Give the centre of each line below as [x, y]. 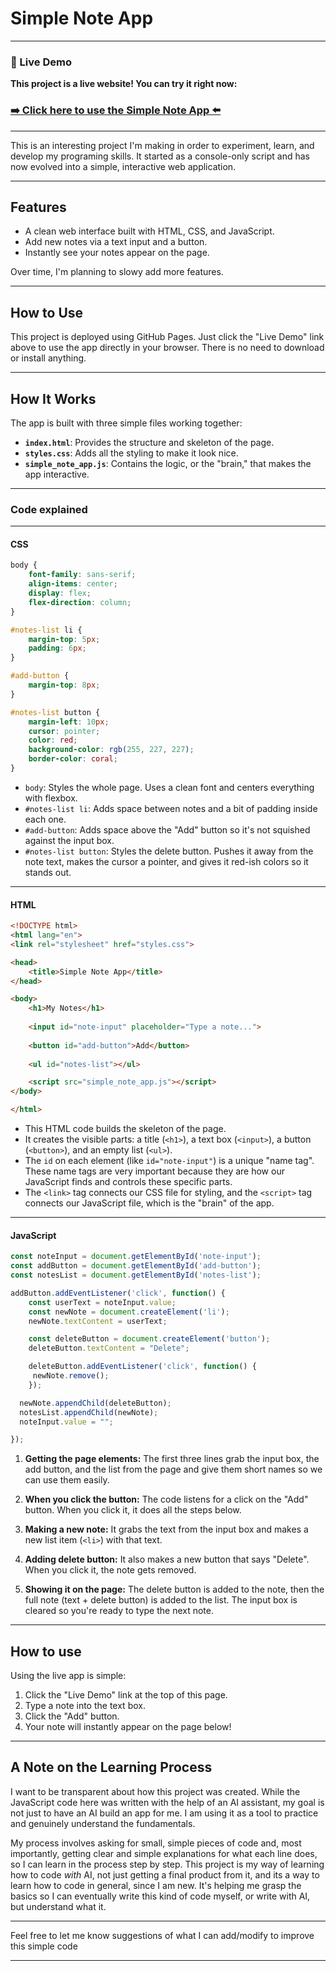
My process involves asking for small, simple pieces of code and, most [156, 1843]
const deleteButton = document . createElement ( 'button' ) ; [149, 1339]
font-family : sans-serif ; [82, 575]
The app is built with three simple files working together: [126, 423]
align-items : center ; [73, 584]
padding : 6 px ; [57, 648]
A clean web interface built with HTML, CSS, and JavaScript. [149, 231]
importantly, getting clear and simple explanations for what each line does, [164, 1853]
